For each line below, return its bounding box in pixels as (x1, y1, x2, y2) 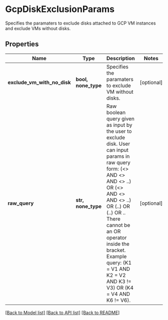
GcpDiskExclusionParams (5, 4, 115, 15)
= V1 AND (106, 265, 130, 272)
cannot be (106, 221, 130, 228)
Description (106, 55, 135, 62)
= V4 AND (106, 290, 130, 297)
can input (106, 146, 128, 153)
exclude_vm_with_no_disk (7, 79, 71, 86)
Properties (5, 40, 39, 49)
